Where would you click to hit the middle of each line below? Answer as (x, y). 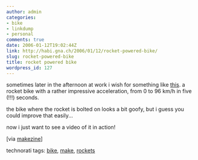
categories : (21, 17)
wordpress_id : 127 (29, 68)
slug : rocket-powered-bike (40, 57)
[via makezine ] (25, 139)
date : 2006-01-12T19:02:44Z (42, 46)
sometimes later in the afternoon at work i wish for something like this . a (96, 85)
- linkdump (20, 29)
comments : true (25, 40)
